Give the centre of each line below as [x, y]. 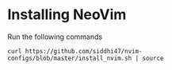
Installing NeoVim [67, 15]
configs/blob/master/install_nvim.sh [70, 58]
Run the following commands [55, 37]
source [153, 58]
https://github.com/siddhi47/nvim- [84, 51]
